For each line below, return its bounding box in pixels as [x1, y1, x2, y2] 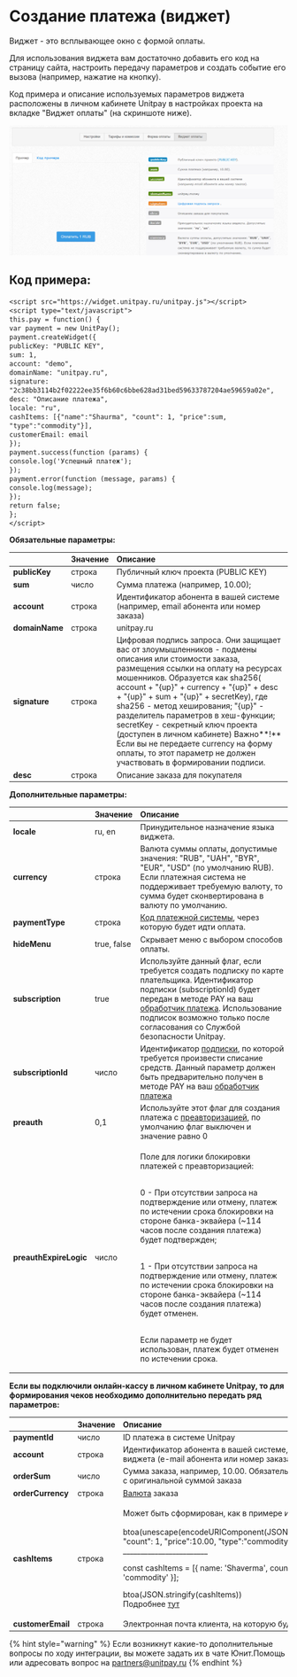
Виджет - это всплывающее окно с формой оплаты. [9, 35, 206, 46]
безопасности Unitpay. [140, 1030, 226, 1042]
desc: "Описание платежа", [9, 394, 109, 404]
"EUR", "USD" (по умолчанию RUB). [140, 862, 274, 873]
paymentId [12, 1432, 55, 1442]
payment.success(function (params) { [9, 447, 148, 457]
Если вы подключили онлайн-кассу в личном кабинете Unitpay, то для [9, 1380, 285, 1392]
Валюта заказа [122, 1487, 179, 1498]
